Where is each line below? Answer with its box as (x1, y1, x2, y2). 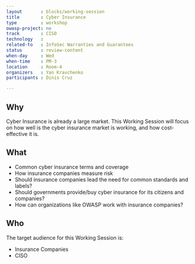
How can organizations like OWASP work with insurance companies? (14, 201, 184, 208)
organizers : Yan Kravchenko (6, 69, 84, 75)
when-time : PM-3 (6, 58, 57, 64)
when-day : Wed (6, 53, 55, 59)
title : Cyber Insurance (6, 14, 86, 20)
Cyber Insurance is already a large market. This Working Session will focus (6, 117, 189, 125)
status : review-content (6, 47, 84, 53)
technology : (6, 36, 44, 42)
